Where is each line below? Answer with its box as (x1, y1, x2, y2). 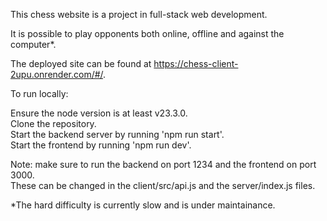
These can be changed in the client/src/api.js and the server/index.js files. (10, 180, 316, 191)
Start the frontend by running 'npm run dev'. (10, 139, 192, 151)
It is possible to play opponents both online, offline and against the (10, 28, 285, 39)
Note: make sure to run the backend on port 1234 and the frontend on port (10, 159, 317, 170)
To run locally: (10, 88, 69, 99)
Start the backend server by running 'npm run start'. (10, 129, 225, 140)
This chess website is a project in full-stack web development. (10, 9, 268, 20)
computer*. (10, 39, 57, 50)
